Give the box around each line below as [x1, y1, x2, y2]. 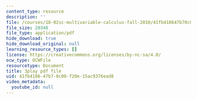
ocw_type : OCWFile [6, 57, 51, 63]
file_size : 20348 [6, 24, 49, 31]
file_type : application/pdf [6, 30, 75, 36]
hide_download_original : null [6, 41, 80, 47]
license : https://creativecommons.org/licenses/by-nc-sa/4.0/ [6, 52, 161, 58]
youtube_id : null [11, 84, 54, 90]
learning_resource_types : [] [6, 47, 77, 52]
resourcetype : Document [6, 62, 64, 69]
